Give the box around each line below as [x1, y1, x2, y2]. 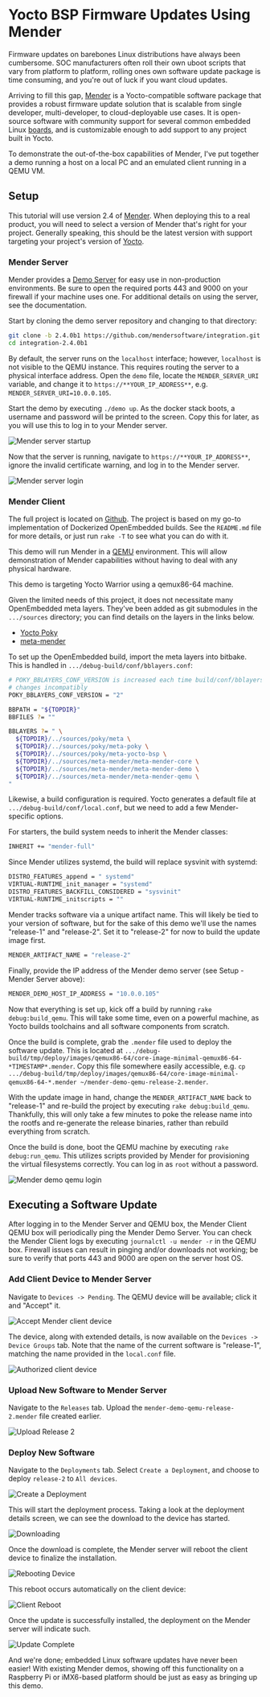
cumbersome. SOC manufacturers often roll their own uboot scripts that [8, 58, 247, 68]
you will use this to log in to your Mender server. [8, 420, 168, 430]
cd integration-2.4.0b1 [8, 339, 88, 347]
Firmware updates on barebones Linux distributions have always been [8, 49, 241, 59]
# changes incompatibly [8, 683, 88, 691]
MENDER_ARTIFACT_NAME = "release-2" [8, 951, 131, 959]
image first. [8, 935, 47, 945]
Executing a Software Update [8, 1197, 158, 1212]
